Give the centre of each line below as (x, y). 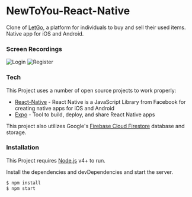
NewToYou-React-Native (68, 11)
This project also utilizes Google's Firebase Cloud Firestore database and (95, 126)
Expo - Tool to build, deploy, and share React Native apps (85, 115)
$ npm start (21, 188)
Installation (23, 148)
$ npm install (24, 183)
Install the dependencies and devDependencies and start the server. (90, 172)
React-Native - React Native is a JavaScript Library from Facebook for (100, 101)
